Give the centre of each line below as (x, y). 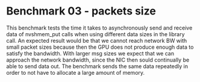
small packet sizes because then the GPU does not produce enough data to (100, 47)
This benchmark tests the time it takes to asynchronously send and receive (99, 28)
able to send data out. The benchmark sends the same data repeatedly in (97, 66)
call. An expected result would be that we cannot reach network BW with (97, 40)
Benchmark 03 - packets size (81, 11)
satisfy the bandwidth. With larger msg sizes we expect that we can (90, 53)
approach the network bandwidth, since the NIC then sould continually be (98, 60)
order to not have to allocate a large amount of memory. (76, 72)
